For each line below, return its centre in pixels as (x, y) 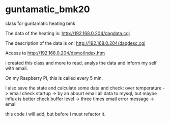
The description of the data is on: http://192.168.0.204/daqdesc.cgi (75, 43)
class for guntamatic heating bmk (40, 23)
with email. (17, 68)
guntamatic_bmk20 (48, 9)
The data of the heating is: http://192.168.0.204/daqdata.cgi (67, 33)
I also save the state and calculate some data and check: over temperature (83, 88)
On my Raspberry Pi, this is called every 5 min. (54, 78)
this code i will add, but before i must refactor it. (55, 114)
